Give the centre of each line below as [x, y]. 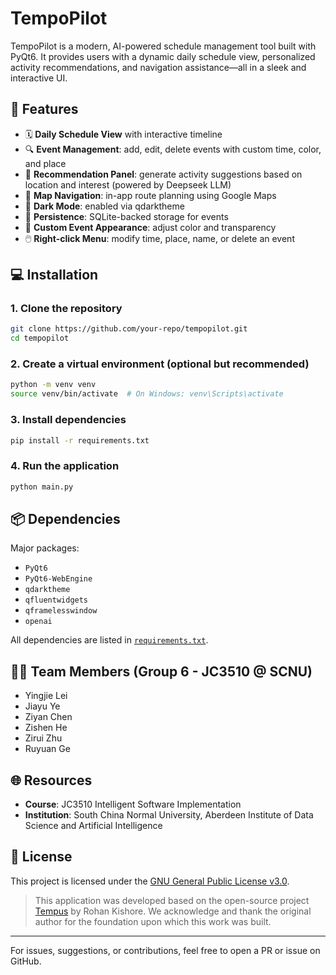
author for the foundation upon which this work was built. [153, 921]
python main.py [42, 487]
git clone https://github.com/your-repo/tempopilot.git [129, 329]
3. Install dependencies [68, 420]
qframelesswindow [61, 611]
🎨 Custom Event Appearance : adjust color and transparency [150, 227]
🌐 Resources [51, 780]
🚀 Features [44, 109]
